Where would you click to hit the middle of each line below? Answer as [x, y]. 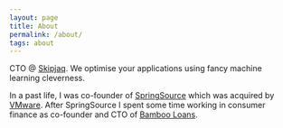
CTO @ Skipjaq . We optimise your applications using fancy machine [136, 69]
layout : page [34, 18]
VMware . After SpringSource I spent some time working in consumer [137, 105]
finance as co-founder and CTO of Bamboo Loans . [104, 114]
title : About [34, 26]
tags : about [32, 43]
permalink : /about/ [46, 34]
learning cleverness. [47, 78]
